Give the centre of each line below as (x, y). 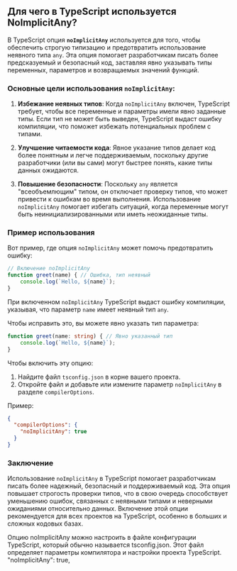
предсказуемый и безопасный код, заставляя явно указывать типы (110, 62)
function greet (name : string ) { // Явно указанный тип (90, 336)
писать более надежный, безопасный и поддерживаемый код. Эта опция (119, 486)
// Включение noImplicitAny (49, 269)
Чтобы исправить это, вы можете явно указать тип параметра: (103, 323)
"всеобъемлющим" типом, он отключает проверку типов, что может (123, 192)
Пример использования (51, 233)
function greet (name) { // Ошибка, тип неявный (79, 275)
